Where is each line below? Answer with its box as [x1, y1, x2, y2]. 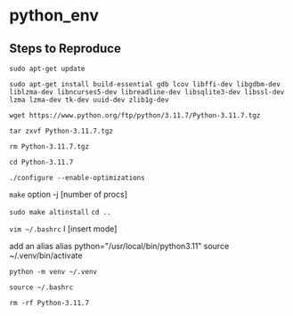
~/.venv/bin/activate [9, 250, 83, 261]
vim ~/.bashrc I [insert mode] [9, 223, 118, 234]
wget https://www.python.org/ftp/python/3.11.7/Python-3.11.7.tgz [9, 111, 261, 120]
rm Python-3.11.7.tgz [9, 142, 90, 151]
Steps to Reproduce [9, 41, 122, 56]
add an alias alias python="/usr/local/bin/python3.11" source [9, 241, 230, 251]
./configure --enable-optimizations [9, 174, 145, 182]
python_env [9, 5, 100, 26]
